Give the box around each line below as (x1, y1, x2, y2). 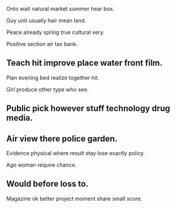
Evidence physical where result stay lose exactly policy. (6, 150, 145, 157)
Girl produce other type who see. (6, 86, 89, 93)
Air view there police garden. (6, 133, 118, 144)
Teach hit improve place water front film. (6, 58, 163, 69)
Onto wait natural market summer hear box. (6, 5, 115, 12)
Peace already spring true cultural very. (6, 29, 105, 36)
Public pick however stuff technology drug (6, 103, 171, 114)
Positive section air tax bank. (6, 41, 78, 47)
